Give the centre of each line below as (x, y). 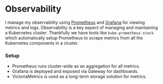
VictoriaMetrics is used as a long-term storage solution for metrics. (79, 77)
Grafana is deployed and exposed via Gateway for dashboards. (75, 71)
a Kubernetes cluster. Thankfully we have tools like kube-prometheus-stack (80, 33)
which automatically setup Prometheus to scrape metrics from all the (74, 38)
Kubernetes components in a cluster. (42, 43)
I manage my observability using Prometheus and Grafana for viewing (75, 22)
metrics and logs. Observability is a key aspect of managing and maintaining (81, 27)
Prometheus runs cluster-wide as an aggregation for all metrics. (76, 66)
